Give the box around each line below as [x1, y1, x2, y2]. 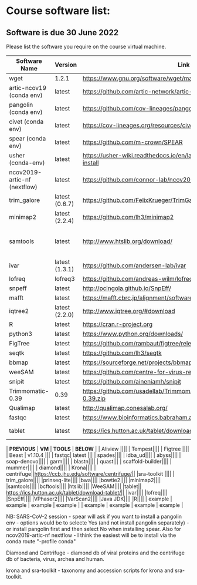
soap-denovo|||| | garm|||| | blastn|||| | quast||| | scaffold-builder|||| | [6, 458, 172, 465]
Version [55, 60, 77, 69]
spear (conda [9, 135, 46, 142]
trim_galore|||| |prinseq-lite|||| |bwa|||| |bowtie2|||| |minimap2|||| [6, 477, 161, 483]
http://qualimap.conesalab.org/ [82, 404, 168, 412]
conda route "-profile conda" [6, 538, 76, 544]
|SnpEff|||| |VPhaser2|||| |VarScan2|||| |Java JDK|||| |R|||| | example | [6, 495, 172, 502]
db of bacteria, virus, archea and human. [6, 556, 104, 562]
